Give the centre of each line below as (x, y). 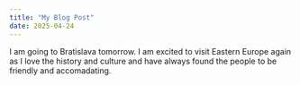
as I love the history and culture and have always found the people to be (143, 61)
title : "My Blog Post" (52, 17)
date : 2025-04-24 (42, 26)
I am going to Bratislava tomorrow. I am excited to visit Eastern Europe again (150, 51)
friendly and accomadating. (60, 70)
